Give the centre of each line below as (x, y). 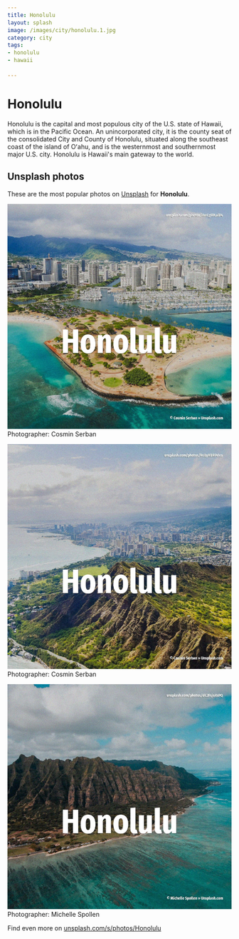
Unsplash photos (46, 177)
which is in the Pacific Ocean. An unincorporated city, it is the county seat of (119, 131)
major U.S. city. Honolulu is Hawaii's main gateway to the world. (101, 154)
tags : (15, 45)
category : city (30, 38)
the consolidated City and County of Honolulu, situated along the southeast (118, 139)
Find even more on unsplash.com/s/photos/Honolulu (84, 928)
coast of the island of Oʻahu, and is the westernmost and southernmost (112, 146)
